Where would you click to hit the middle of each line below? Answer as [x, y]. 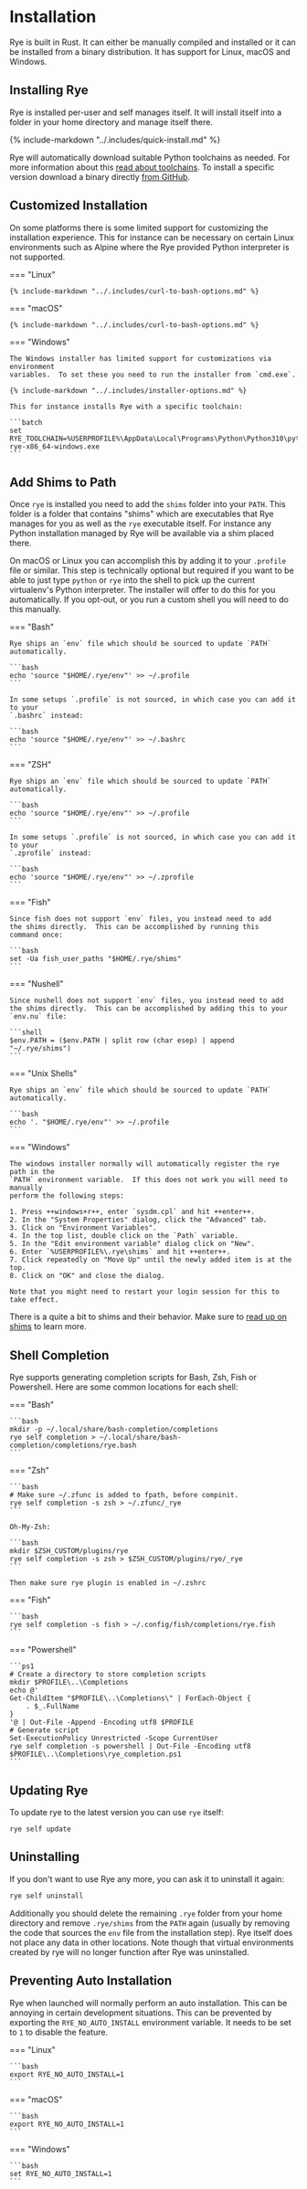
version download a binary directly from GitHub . [100, 176]
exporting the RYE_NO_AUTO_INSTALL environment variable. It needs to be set [151, 2022]
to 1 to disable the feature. [58, 2032]
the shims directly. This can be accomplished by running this [134, 927]
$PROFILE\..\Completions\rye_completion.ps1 [95, 1755]
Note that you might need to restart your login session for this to [145, 1292]
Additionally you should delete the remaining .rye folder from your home [146, 1913]
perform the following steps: [67, 1196]
